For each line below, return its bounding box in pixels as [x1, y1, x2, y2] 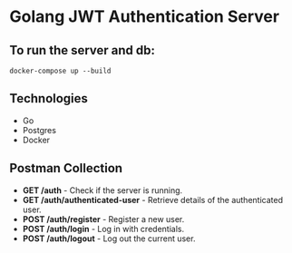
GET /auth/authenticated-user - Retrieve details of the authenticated [22, 194, 284, 205]
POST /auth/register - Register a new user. [22, 213, 185, 224]
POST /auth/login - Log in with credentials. [22, 223, 184, 234]
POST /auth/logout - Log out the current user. [22, 233, 196, 244]
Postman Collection [9, 161, 123, 176]
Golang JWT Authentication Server [9, 6, 279, 27]
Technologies [9, 91, 89, 106]
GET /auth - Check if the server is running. [22, 184, 183, 196]
